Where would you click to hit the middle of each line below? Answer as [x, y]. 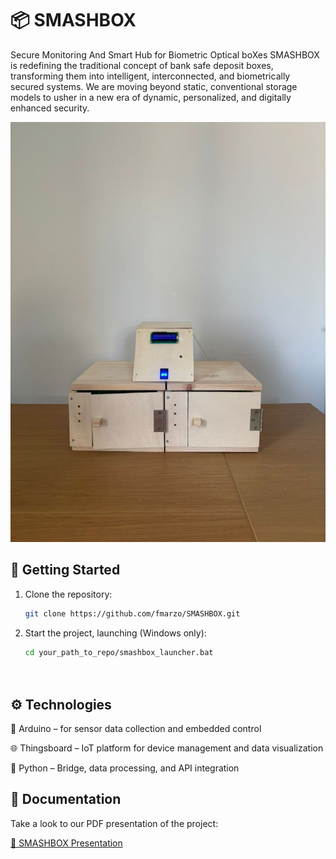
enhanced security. [50, 108]
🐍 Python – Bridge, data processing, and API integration [125, 768]
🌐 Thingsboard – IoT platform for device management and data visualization [167, 748]
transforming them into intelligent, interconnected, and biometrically [150, 76]
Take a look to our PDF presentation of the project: [114, 823]
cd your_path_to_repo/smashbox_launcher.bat [119, 652]
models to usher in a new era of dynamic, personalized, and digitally [151, 97]
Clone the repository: [68, 594]
